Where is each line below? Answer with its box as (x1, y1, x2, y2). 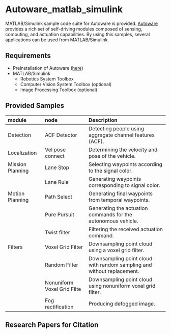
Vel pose (45, 146, 66, 153)
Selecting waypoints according (88, 160, 163, 168)
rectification (45, 303, 74, 310)
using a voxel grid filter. (88, 246, 145, 254)
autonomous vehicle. (88, 217, 138, 225)
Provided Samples (5, 101, 65, 110)
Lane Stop (45, 164, 70, 171)
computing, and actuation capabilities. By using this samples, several (5, 31, 150, 37)
